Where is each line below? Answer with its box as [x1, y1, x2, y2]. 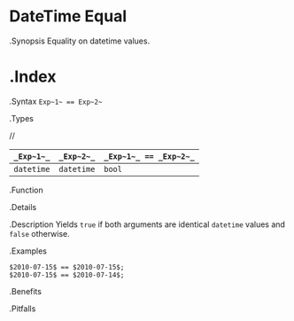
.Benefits [9, 286, 43, 296]
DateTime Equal [9, 6, 128, 27]
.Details [9, 201, 37, 212]
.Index [9, 67, 57, 87]
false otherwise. [9, 228, 70, 239]
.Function [9, 184, 44, 195]
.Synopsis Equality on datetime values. [9, 35, 151, 46]
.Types [9, 113, 34, 123]
